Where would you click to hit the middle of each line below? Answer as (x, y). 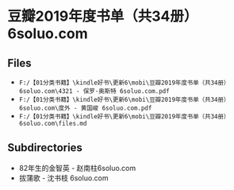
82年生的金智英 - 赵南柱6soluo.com (77, 168)
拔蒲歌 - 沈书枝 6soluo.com (63, 178)
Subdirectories (45, 148)
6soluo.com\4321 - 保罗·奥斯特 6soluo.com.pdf (94, 91)
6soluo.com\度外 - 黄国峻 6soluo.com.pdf (85, 108)
